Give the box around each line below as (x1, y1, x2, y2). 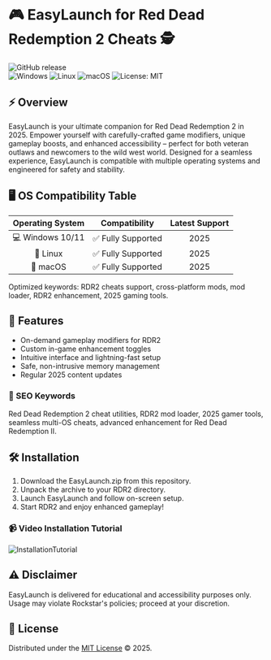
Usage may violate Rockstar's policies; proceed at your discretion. (8, 598, 230, 608)
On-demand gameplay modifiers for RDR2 (19, 336, 161, 345)
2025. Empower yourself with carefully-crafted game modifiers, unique (8, 130, 246, 140)
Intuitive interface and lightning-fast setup (19, 353, 161, 363)
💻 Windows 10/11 (12, 232, 85, 243)
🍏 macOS (31, 261, 67, 272)
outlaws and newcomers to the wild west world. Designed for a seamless (8, 147, 253, 157)
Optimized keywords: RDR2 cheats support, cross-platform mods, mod (8, 281, 246, 292)
